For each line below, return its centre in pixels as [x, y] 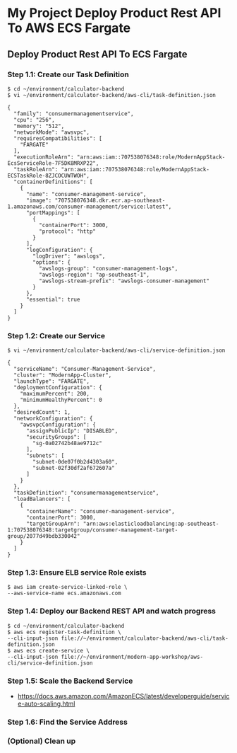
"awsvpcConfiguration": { [58, 425]
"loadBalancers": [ [42, 499]
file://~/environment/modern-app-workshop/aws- [132, 657]
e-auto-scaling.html [46, 704]
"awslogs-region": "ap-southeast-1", [94, 275]
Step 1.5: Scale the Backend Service [70, 681]
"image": [39, 200]
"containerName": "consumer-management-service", [100, 512]
